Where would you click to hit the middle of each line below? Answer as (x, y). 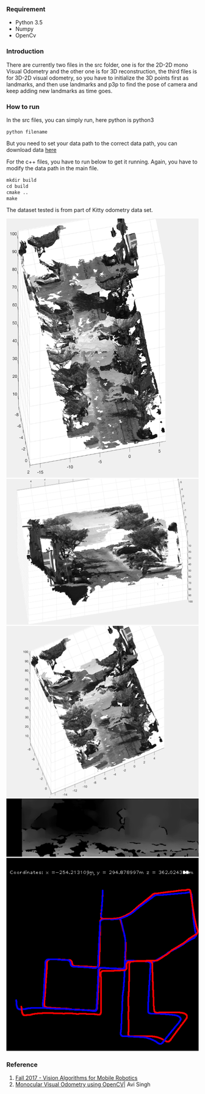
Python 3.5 (29, 23)
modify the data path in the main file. (52, 168)
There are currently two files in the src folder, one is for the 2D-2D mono (97, 65)
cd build (17, 186)
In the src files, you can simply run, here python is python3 (80, 120)
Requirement (26, 9)
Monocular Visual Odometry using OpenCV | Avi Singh (83, 1084)
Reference (22, 1065)
